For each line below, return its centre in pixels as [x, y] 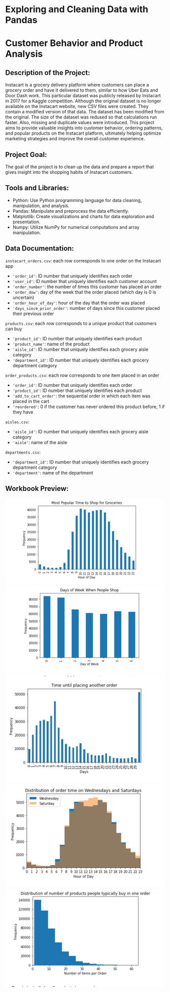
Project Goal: [26, 155]
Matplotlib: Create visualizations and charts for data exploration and [83, 216]
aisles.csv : [17, 422]
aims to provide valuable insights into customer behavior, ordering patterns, [84, 128]
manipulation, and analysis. [41, 206]
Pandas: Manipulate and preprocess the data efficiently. [71, 211]
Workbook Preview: [37, 489]
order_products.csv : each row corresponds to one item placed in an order [82, 375]
